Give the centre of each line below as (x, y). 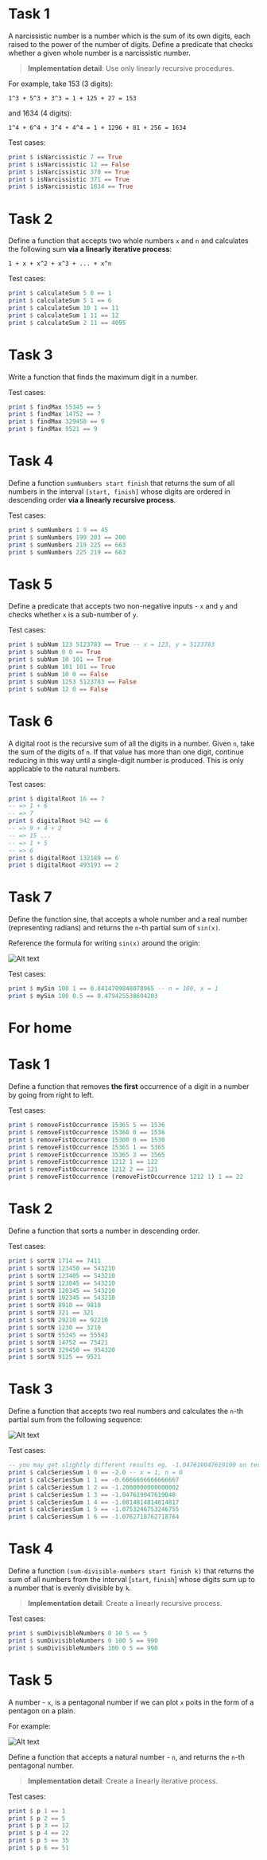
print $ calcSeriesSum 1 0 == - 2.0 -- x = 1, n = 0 (95, 1473)
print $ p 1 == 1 (37, 1811)
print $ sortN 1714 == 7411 (55, 1261)
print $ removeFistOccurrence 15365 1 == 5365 (87, 1147)
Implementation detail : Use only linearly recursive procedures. (131, 68)
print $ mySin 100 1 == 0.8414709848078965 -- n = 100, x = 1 (113, 989)
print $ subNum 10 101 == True (60, 660)
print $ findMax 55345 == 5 (55, 407)
